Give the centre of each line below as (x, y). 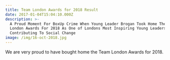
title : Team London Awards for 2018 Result (52, 10)
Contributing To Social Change (43, 33)
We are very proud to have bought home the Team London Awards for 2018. (84, 52)
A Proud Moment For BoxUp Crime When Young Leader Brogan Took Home (83, 24)
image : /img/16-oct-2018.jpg (36, 38)
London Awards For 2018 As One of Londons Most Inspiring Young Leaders (88, 28)
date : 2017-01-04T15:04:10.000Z (39, 14)
